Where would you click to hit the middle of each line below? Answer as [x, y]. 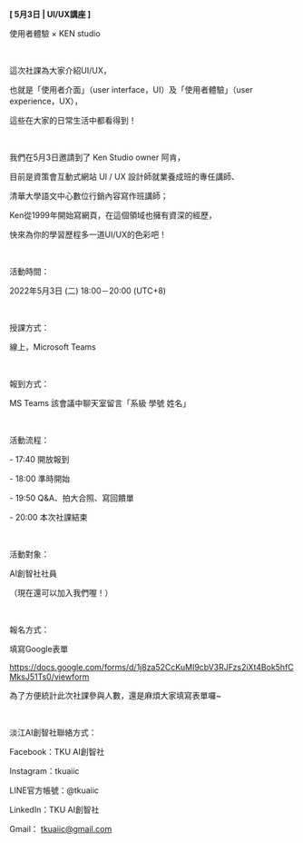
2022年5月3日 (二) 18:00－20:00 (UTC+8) [88, 291]
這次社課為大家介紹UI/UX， [60, 70]
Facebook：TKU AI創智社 [57, 752]
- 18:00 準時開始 [40, 479]
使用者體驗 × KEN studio [55, 34]
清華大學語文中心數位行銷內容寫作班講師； [89, 196]
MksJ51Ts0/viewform [49, 677]
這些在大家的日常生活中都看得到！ [73, 120]
